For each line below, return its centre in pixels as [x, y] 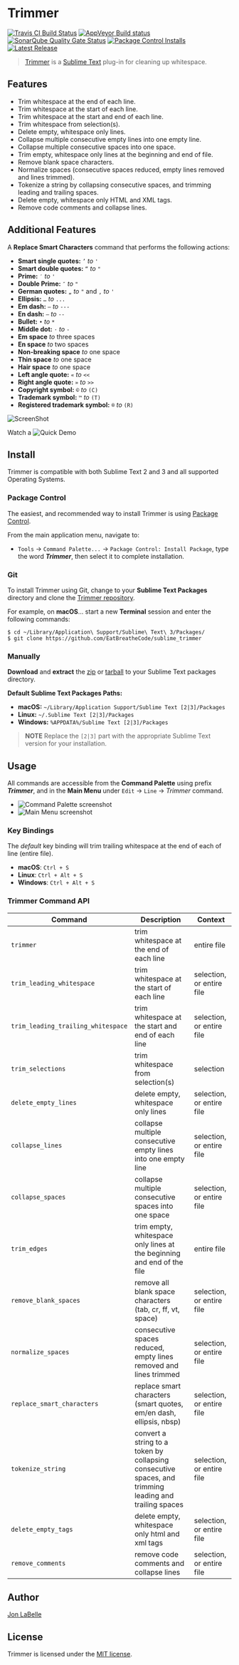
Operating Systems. [36, 480]
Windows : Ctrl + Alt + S [56, 882]
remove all [152, 1282]
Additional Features [52, 230]
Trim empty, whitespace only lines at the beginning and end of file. [115, 154]
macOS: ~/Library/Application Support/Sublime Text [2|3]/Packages [121, 707]
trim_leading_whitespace [53, 983]
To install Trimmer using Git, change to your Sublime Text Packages [107, 590]
